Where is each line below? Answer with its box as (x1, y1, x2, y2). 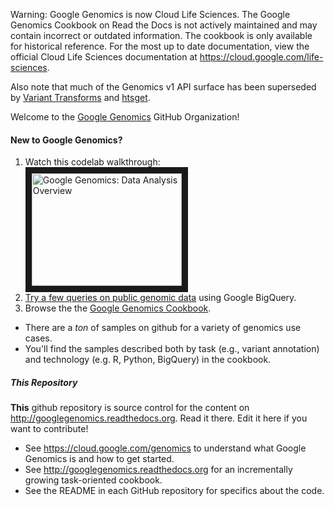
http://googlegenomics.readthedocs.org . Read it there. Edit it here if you (10, 412, 308, 424)
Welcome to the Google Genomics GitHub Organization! (10, 111, 240, 123)
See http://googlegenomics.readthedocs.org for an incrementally (24, 464, 293, 476)
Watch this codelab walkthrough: (24, 156, 161, 168)
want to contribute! (10, 423, 89, 435)
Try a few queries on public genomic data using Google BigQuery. (24, 292, 297, 304)
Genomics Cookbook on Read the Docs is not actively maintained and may (10, 19, 318, 31)
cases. (24, 332, 53, 344)
